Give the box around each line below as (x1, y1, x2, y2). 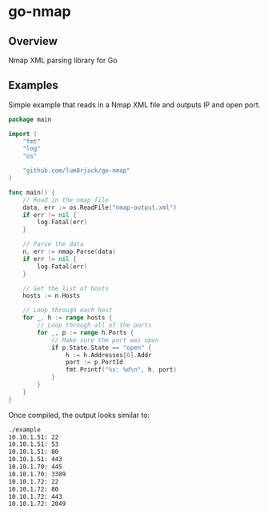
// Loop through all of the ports (37, 321, 152, 330)
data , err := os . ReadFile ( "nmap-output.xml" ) (22, 203, 178, 211)
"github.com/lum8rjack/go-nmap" (22, 167, 130, 175)
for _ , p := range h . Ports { (37, 328, 134, 336)
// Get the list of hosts (22, 284, 110, 292)
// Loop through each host (22, 307, 113, 315)
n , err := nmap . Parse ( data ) (22, 247, 116, 256)
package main (8, 115, 52, 123)
